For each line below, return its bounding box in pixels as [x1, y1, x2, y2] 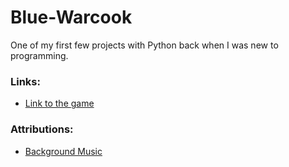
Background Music [24, 145, 103, 157]
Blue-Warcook [10, 6, 133, 29]
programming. [10, 49, 69, 61]
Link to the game [24, 97, 95, 110]
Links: [10, 74, 41, 88]
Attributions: [10, 122, 74, 136]
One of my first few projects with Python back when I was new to [10, 39, 279, 51]
